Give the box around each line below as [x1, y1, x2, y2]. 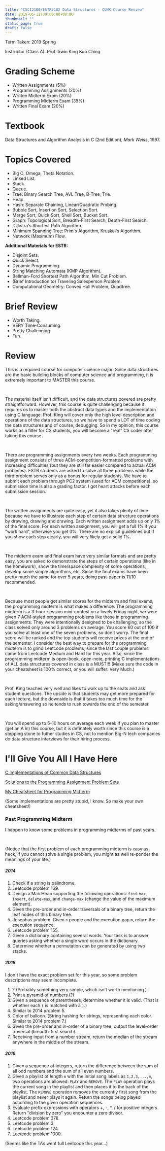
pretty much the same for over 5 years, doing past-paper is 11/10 [5, 574, 136, 580]
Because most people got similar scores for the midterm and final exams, [5, 598, 154, 604]
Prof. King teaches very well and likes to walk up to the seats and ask [5, 685, 145, 691]
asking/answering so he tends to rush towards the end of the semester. [5, 701, 150, 707]
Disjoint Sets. [12, 252, 39, 258]
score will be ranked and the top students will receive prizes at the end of [5, 634, 154, 641]
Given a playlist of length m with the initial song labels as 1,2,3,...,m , [12, 1073, 153, 1079]
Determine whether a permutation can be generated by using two [12, 943, 145, 949]
